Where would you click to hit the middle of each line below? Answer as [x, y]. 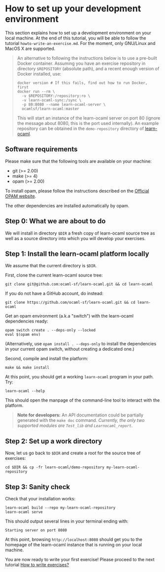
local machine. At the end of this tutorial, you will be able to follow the [76, 38]
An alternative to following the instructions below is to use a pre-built [87, 58]
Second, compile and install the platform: [47, 359]
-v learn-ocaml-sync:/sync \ [52, 100]
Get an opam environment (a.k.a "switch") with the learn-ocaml [69, 316]
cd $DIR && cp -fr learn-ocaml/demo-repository [55, 467]
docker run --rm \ [36, 91]
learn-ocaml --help [25, 391]
